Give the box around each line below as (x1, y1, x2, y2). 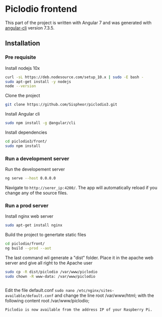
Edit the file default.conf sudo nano (5, 287, 75, 293)
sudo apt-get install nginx (5, 223, 63, 228)
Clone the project (5, 92, 40, 99)
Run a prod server (5, 202, 49, 209)
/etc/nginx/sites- (77, 288, 114, 293)
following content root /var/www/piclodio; (5, 297, 90, 303)
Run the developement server (5, 166, 65, 173)
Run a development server (5, 155, 70, 162)
